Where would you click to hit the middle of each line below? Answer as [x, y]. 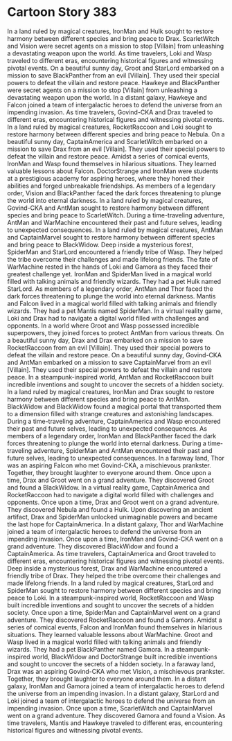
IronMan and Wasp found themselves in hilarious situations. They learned [112, 163]
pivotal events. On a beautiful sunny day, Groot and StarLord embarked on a [116, 68]
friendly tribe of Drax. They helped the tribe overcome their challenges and [114, 575]
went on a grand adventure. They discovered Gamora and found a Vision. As [116, 715]
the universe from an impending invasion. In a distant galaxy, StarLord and [113, 693]
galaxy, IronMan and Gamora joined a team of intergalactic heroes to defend [116, 686]
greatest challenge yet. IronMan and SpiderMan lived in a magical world [110, 274]
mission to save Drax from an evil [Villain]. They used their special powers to [116, 149]
